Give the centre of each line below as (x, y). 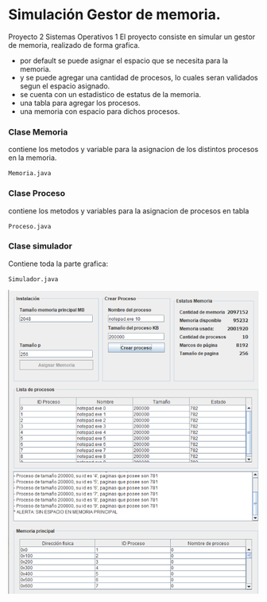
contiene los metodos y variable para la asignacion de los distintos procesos (133, 150)
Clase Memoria (38, 131)
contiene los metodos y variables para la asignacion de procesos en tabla (129, 211)
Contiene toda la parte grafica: (58, 264)
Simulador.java (33, 279)
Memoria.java (30, 174)
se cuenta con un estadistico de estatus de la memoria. (110, 94)
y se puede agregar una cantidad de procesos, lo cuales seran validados (139, 77)
